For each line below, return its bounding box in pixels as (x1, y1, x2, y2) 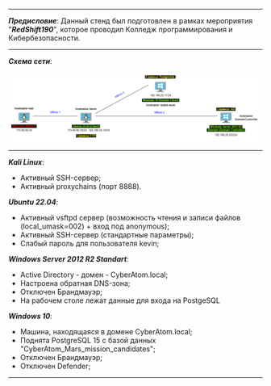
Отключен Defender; (19, 361, 91, 371)
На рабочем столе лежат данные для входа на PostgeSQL (19, 296, 220, 305)
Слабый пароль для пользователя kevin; (19, 238, 160, 248)
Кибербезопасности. (8, 33, 81, 43)
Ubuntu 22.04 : (8, 197, 59, 207)
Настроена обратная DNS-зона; (19, 278, 131, 287)
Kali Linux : (8, 157, 44, 166)
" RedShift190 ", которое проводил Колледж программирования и (8, 25, 233, 34)
